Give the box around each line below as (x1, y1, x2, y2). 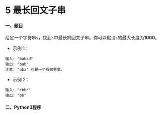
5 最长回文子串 (5, 5, 66, 16)
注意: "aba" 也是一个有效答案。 (5, 67, 65, 72)
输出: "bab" (5, 62, 29, 67)
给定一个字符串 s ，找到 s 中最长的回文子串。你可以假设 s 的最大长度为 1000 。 (5, 35, 159, 41)
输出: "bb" (5, 93, 27, 98)
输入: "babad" (5, 56, 34, 62)
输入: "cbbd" (5, 88, 31, 93)
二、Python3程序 (5, 104, 41, 110)
